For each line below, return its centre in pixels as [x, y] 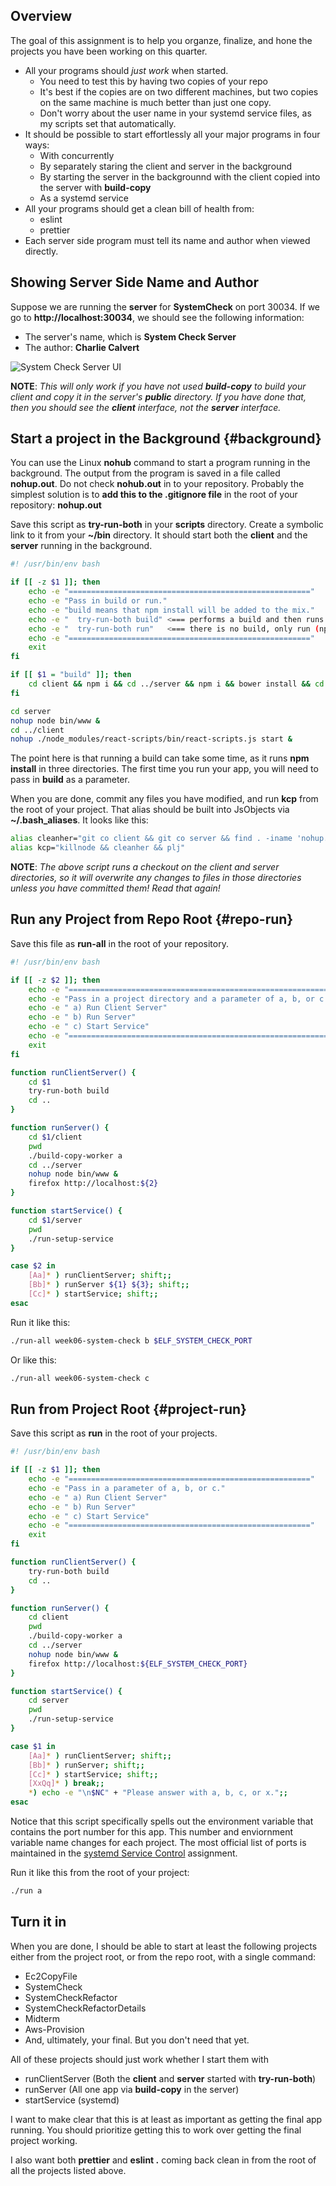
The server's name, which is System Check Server [130, 336]
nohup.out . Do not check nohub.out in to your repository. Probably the [157, 484]
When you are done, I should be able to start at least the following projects [164, 1946]
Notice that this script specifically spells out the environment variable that [162, 1821]
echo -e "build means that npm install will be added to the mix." [171, 610]
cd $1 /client [55, 1137]
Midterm [42, 2018]
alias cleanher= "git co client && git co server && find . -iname [151, 839]
